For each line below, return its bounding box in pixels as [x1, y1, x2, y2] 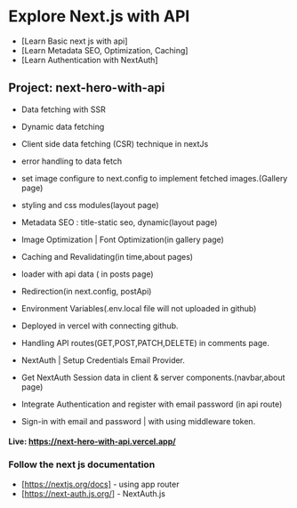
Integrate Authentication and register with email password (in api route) [20, 399, 283, 409]
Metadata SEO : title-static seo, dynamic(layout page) [20, 216, 218, 228]
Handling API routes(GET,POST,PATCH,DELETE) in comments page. [20, 337, 270, 348]
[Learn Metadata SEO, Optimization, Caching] [20, 44, 189, 55]
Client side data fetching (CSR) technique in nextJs [20, 138, 209, 149]
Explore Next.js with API [8, 6, 190, 27]
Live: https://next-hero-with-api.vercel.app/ [8, 436, 176, 447]
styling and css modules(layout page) [20, 199, 159, 210]
